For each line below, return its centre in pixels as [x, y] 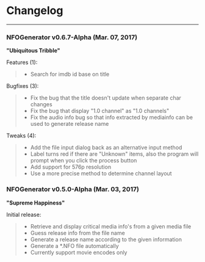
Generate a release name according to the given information [106, 239]
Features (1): [22, 62]
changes [41, 104]
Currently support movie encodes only [79, 252]
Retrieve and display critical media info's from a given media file [111, 226]
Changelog [35, 11]
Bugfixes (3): [23, 86]
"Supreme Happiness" [36, 203]
